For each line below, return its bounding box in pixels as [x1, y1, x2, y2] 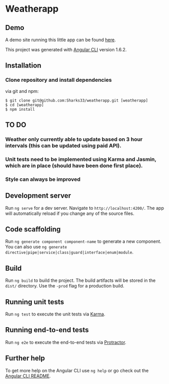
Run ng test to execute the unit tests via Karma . [5, 311, 105, 317]
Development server [5, 191, 71, 200]
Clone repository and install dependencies [5, 77, 112, 84]
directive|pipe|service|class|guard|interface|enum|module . [5, 249, 134, 255]
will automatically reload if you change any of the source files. [5, 210, 135, 216]
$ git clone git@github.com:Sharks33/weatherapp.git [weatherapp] [5, 98, 148, 103]
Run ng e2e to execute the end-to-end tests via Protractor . [5, 339, 126, 345]
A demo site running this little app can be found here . [5, 37, 116, 43]
